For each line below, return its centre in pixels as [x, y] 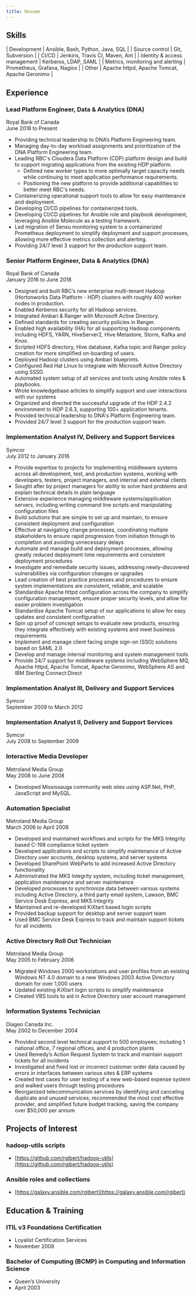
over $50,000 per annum [44, 1110]
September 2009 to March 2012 [44, 707]
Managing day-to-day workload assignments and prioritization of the [97, 146]
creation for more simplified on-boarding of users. [75, 353]
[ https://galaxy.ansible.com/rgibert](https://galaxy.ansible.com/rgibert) [100, 1192]
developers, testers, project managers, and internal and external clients [100, 480]
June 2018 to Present [32, 128]
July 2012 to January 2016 [38, 456]
